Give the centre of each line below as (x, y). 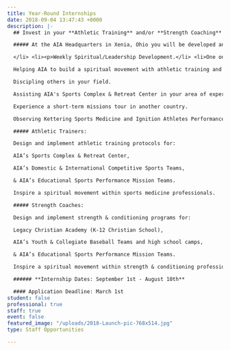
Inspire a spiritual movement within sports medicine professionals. (114, 193)
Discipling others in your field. (62, 82)
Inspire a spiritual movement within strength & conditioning (104, 267)
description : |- (30, 26)
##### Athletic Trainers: (50, 131)
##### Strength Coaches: (49, 205)
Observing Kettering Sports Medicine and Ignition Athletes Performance (119, 119)
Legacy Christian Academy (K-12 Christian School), (89, 230)
